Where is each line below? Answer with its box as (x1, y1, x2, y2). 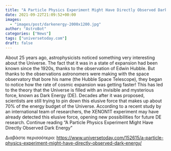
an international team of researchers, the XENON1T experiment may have (5, 108, 159, 114)
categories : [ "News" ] (5, 31, 51, 36)
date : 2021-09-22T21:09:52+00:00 (5, 12, 76, 17)
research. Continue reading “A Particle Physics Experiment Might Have (5, 119, 154, 125)
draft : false (5, 41, 33, 46)
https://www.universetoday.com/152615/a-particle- (56, 134, 164, 140)
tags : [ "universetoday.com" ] (5, 36, 67, 41)
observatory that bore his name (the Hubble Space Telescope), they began (5, 76, 162, 82)
